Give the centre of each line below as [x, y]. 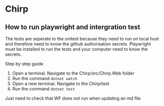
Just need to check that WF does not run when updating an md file [73, 98]
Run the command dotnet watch [45, 78]
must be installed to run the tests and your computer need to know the [77, 49]
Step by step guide [24, 64]
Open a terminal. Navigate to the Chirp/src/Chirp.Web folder [73, 73]
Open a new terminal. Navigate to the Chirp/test [61, 84]
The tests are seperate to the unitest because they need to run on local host [82, 39]
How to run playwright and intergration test [73, 27]
